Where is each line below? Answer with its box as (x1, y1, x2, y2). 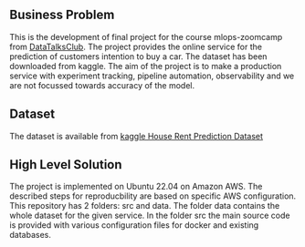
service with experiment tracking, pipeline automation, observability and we (9, 70, 295, 81)
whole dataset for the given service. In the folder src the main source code (9, 210, 290, 221)
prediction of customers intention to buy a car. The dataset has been (9, 50, 268, 62)
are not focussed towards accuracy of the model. (9, 79, 195, 90)
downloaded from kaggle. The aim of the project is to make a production (9, 60, 282, 71)
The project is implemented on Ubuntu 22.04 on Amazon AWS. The (9, 181, 263, 192)
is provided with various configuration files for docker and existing (9, 220, 259, 231)
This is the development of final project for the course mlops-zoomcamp (9, 31, 283, 42)
